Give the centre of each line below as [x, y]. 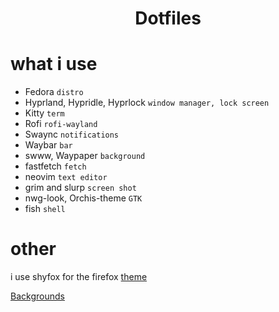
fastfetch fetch [55, 166]
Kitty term [44, 113]
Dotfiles [168, 18]
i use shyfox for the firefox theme [79, 277]
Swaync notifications [72, 134]
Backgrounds [37, 296]
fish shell [45, 209]
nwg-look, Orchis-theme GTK [83, 198]
